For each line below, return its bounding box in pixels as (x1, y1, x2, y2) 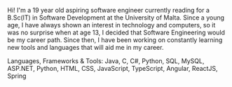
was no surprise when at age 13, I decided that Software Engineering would (7, 28, 226, 36)
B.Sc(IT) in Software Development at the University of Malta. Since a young (7, 13, 225, 22)
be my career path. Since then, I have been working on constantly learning (7, 36, 223, 44)
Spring (7, 72, 27, 80)
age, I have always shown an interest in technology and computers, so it (7, 21, 216, 29)
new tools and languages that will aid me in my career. (7, 43, 164, 51)
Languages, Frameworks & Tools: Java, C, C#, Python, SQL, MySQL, (7, 57, 205, 65)
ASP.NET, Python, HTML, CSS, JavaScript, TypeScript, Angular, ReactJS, (7, 65, 219, 72)
